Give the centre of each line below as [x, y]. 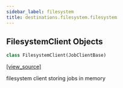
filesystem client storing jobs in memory [56, 78]
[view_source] [24, 67]
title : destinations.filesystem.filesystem [62, 17]
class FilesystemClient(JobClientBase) [56, 55]
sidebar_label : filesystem [40, 12]
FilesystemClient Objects [55, 42]
